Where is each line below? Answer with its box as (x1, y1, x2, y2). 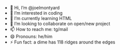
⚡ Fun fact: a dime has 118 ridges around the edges (9, 39, 115, 45)
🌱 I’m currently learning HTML (9, 15, 72, 21)
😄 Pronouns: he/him (9, 33, 52, 39)
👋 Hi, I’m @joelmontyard (9, 5, 60, 10)
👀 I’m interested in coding (9, 10, 63, 16)
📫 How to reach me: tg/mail (9, 26, 68, 32)
